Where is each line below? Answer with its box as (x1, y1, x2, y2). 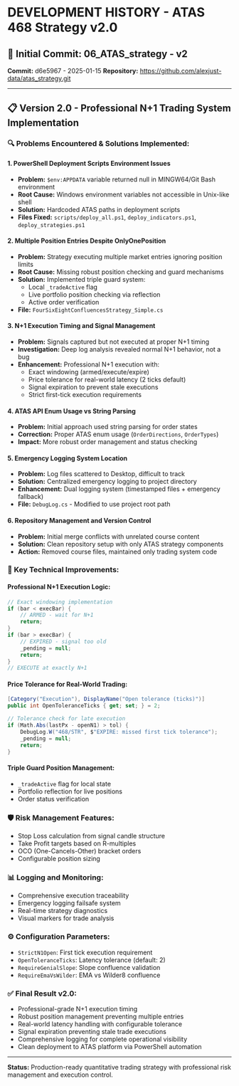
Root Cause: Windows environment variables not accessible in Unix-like (17, 190, 230, 199)
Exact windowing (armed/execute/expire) (28, 367, 149, 376)
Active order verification (28, 297, 100, 306)
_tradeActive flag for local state (17, 779, 112, 788)
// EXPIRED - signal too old (20, 638, 107, 645)
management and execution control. (7, 1070, 114, 1079)
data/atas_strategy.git (7, 74, 71, 83)
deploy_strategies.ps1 (17, 221, 85, 228)
